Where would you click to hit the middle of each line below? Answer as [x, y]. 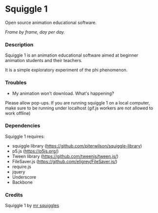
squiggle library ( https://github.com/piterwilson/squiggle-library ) [77, 146]
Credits [14, 195]
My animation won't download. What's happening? [63, 93]
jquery [19, 171]
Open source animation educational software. [51, 22]
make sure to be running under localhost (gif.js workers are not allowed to [79, 108]
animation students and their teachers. [44, 61]
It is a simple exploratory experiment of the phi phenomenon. [66, 70]
